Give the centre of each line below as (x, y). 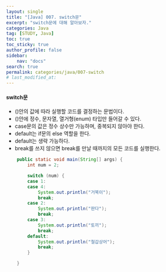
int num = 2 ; (43, 165)
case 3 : (37, 220)
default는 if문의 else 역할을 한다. (53, 134)
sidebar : (17, 56)
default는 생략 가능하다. (42, 141)
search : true (22, 67)
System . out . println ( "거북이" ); (74, 192)
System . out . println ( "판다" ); (72, 209)
